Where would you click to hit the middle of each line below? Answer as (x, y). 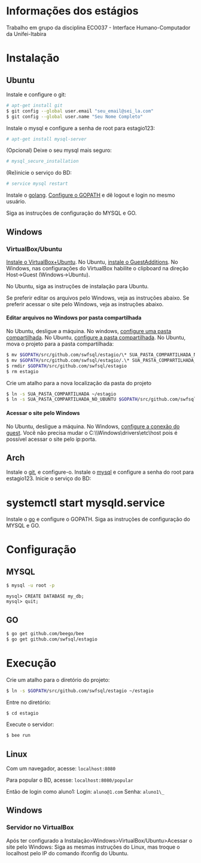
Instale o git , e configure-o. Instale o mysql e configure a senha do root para (100, 472)
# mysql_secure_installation (42, 161)
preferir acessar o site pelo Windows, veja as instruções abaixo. (85, 304)
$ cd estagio (22, 713)
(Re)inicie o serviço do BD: (39, 173)
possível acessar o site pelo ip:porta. (51, 439)
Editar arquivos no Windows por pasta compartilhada (74, 318)
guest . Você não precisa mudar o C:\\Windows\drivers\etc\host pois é (92, 432)
